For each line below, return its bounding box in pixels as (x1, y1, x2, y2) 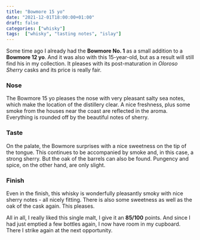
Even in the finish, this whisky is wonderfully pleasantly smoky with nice (6, 190, 183, 197)
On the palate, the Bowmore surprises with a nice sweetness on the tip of (6, 142, 187, 149)
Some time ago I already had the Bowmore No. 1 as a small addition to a (6, 47, 183, 54)
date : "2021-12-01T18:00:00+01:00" (6, 14, 95, 20)
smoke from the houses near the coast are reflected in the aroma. (6, 107, 168, 115)
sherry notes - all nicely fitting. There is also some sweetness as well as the (6, 196, 192, 204)
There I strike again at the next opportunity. (6, 227, 113, 234)
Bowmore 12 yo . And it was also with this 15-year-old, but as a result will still (6, 54, 194, 61)
